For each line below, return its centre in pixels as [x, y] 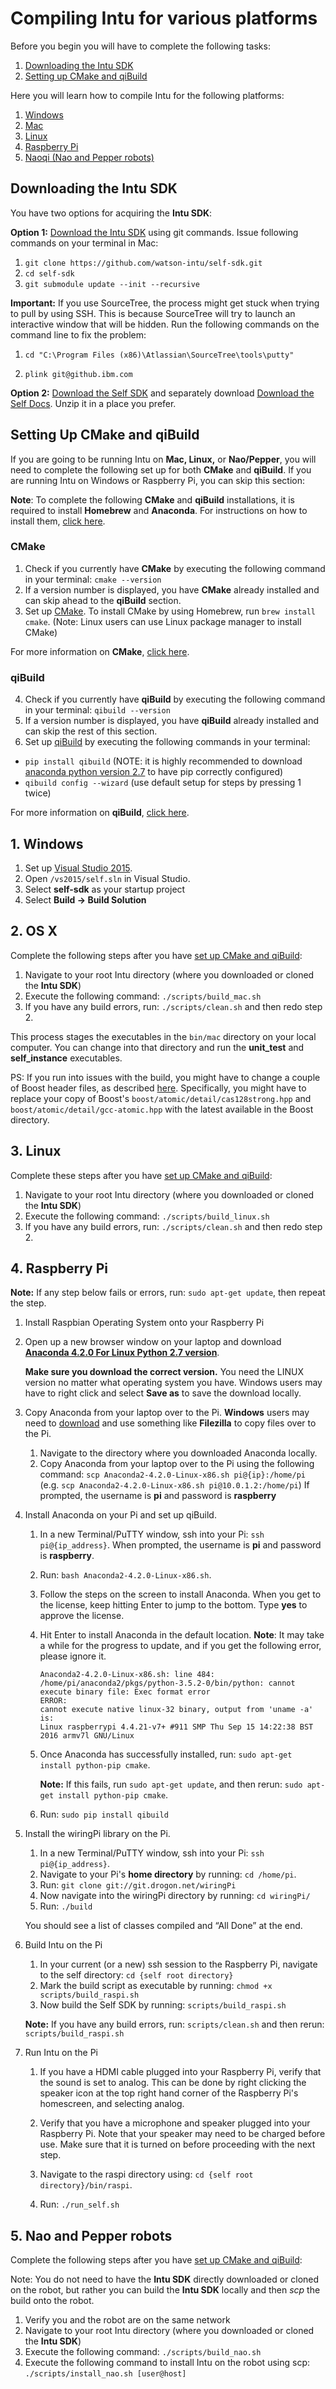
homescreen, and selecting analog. [112, 2104]
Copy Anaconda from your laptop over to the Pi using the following [177, 1464]
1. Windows [47, 843]
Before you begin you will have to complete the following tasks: [140, 46]
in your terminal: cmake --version [93, 579]
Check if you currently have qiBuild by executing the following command [175, 699]
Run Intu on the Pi [61, 2053]
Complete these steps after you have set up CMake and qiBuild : [141, 1175]
